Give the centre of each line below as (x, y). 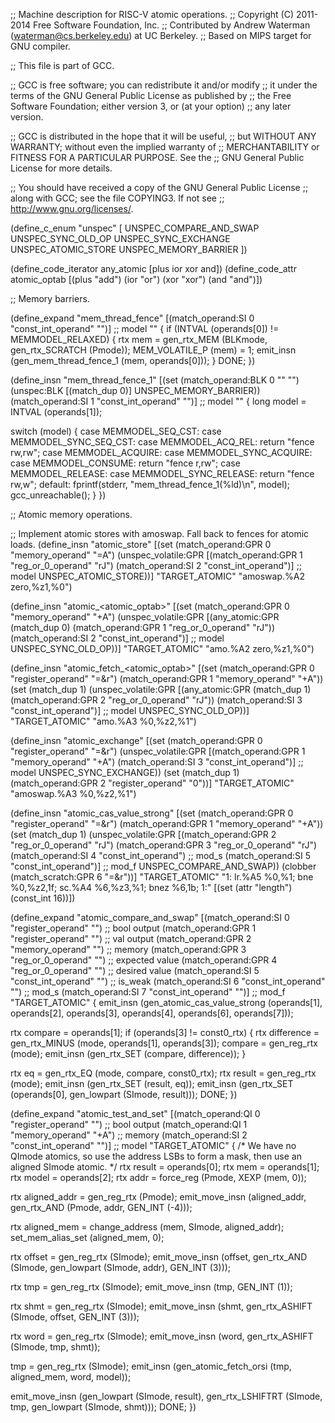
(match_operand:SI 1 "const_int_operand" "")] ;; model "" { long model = (158, 401)
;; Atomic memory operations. (71, 514)
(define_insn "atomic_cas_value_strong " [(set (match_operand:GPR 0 (152, 813)
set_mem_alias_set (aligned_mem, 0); (87, 1237)
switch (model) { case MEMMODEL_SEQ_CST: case (116, 431)
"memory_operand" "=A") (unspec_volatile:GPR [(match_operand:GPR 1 (156, 555)
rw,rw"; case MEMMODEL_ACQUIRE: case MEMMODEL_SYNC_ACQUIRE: (161, 452)
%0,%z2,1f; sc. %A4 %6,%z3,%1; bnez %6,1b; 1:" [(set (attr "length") (151, 887)
